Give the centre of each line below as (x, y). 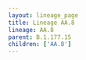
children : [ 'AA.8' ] (40, 44)
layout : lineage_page (43, 15)
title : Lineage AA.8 (42, 23)
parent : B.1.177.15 (40, 37)
